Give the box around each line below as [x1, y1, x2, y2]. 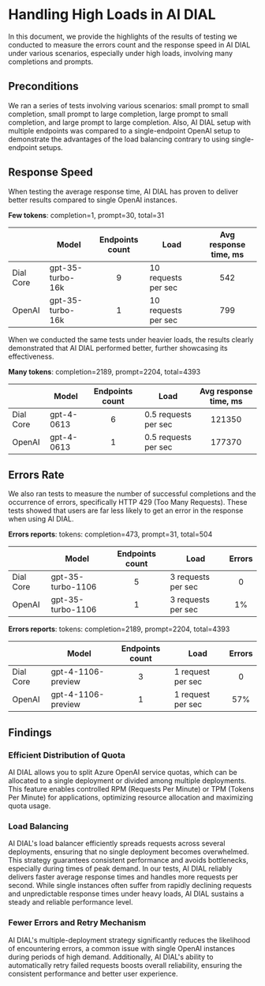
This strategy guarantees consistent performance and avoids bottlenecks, [8, 856, 248, 865]
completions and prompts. [8, 57, 94, 66]
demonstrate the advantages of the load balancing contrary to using [8, 134, 230, 144]
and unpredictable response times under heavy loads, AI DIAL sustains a [8, 889, 244, 898]
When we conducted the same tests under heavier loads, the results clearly [8, 334, 254, 344]
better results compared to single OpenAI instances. [8, 195, 177, 205]
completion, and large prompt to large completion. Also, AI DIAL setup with [8, 117, 251, 127]
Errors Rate [8, 468, 65, 481]
